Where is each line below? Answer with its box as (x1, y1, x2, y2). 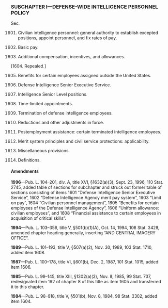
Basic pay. (17, 45, 39, 50)
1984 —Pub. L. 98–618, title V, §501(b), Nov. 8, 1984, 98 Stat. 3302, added (11, 293, 157, 299)
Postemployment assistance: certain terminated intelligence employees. (17, 129, 162, 135)
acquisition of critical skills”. (11, 215, 66, 221)
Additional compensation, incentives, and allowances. (17, 54, 125, 60)
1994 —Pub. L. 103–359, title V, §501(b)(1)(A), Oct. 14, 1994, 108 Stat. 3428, (11, 225, 160, 230)
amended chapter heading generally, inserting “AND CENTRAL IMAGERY (11, 229, 156, 236)
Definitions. (17, 157, 41, 163)
